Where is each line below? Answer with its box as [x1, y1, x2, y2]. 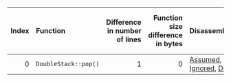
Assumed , [189, 55, 222, 64]
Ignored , [189, 63, 217, 73]
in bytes [155, 39, 184, 48]
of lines [116, 34, 142, 44]
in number [107, 26, 142, 35]
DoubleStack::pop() [36, 60, 100, 68]
